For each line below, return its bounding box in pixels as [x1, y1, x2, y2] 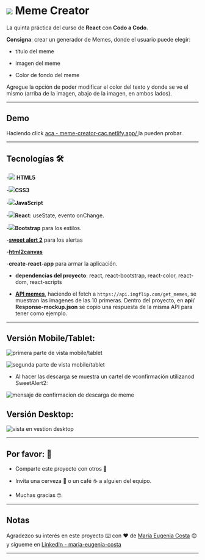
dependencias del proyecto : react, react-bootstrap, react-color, [15, 272, 177, 279]
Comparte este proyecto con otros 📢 [15, 465, 107, 472]
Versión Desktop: [6, 409, 74, 419]
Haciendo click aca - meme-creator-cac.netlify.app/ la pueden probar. [6, 129, 183, 136]
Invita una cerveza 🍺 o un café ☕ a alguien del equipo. [15, 477, 152, 484]
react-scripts [29, 278, 62, 285]
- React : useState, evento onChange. [6, 212, 105, 219]
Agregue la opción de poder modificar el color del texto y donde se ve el [6, 83, 189, 91]
